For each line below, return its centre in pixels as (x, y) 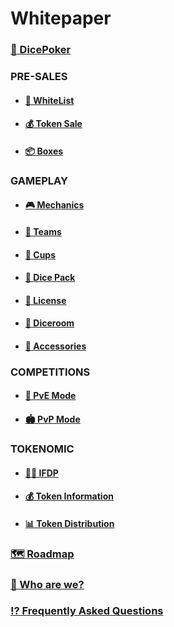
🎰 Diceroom (49, 323)
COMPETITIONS (50, 372)
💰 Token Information (69, 496)
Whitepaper (61, 18)
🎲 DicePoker (41, 50)
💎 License (45, 300)
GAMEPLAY (39, 180)
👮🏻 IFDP (41, 473)
